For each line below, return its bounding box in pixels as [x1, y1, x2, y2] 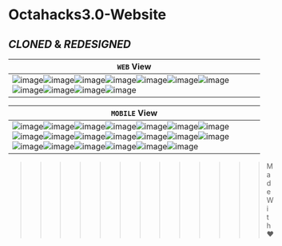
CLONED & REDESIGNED [8, 38, 132, 51]
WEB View [117, 61, 152, 72]
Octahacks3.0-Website [8, 6, 167, 24]
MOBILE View [110, 108, 158, 118]
